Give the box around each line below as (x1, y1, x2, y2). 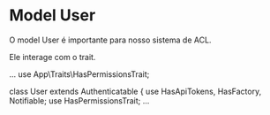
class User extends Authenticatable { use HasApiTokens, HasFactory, (9, 86, 262, 96)
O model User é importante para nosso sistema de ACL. (9, 34, 212, 45)
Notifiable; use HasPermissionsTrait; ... (9, 95, 150, 106)
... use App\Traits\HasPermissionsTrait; (9, 68, 150, 80)
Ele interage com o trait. (9, 51, 96, 62)
